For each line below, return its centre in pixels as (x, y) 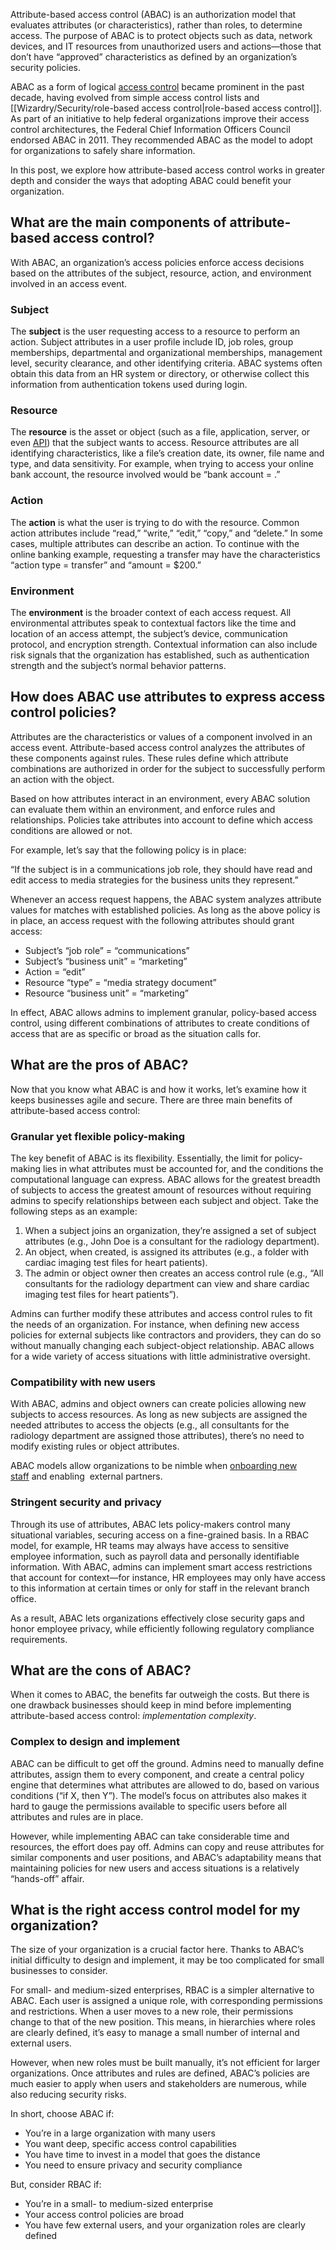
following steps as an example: (74, 1211)
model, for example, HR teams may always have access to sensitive (150, 1545)
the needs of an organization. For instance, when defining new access (155, 1324)
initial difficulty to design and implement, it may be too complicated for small (167, 1960)
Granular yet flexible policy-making (98, 1136)
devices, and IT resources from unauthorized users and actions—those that (166, 46)
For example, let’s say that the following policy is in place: (128, 850)
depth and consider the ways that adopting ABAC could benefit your (151, 180)
